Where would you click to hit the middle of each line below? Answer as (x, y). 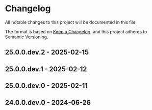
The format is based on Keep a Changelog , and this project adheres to (76, 31)
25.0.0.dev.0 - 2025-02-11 (47, 86)
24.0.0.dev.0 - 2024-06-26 (48, 102)
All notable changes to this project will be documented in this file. (71, 22)
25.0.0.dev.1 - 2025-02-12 (46, 69)
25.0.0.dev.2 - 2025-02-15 (47, 52)
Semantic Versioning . (26, 37)
